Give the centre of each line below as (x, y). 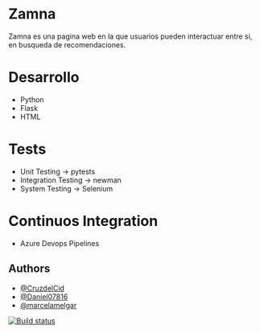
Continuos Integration (83, 221)
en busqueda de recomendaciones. (67, 44)
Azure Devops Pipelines (60, 243)
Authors (29, 269)
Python (32, 99)
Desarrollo (44, 78)
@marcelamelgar (48, 305)
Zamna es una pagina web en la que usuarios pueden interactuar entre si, (130, 36)
